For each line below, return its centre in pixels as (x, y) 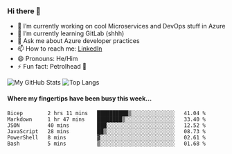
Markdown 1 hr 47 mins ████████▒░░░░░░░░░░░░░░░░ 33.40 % (107, 119)
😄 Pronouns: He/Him (47, 59)
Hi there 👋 (24, 11)
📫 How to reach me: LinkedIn (60, 49)
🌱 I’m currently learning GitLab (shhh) (71, 33)
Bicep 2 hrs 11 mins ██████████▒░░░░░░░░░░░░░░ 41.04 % (107, 113)
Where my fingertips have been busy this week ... (80, 98)
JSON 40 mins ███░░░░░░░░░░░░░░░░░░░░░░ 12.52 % (107, 125)
